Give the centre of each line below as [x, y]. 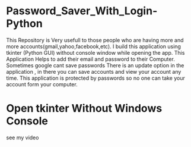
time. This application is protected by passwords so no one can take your [96, 78]
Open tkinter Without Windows [84, 109]
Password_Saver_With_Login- [82, 11]
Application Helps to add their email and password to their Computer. [90, 59]
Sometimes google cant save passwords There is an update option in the [95, 65]
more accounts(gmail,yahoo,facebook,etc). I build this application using [93, 46]
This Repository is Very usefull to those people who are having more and [95, 40]
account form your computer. [42, 84]
